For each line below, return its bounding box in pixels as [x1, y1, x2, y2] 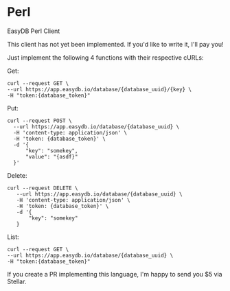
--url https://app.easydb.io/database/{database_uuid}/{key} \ [7, 86, 192, 93]
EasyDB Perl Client [7, 27, 60, 35]
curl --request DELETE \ [7, 185, 78, 191]
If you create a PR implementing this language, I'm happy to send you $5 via [7, 270, 222, 278]
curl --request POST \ [7, 117, 72, 124]
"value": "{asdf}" [25, 153, 78, 160]
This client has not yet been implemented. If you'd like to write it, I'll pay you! [7, 40, 224, 48]
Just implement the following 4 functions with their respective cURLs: [7, 53, 204, 62]
